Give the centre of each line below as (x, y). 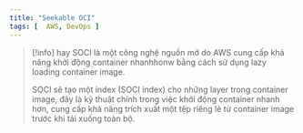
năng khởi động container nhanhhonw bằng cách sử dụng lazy (149, 62)
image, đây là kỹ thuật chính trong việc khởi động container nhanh (156, 99)
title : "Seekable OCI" (52, 18)
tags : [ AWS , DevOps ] (55, 26)
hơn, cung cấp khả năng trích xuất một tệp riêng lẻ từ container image (163, 108)
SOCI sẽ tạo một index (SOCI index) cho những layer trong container (160, 89)
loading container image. (78, 72)
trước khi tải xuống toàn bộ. (83, 118)
